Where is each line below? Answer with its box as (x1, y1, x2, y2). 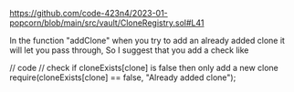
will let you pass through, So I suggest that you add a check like (9, 45, 249, 56)
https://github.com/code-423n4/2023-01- (9, 8, 169, 18)
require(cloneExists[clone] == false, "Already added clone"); (9, 72, 236, 83)
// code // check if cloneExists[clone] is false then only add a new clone (9, 63, 278, 73)
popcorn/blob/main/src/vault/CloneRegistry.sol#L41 (9, 17, 205, 28)
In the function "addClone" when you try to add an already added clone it (9, 36, 286, 46)
